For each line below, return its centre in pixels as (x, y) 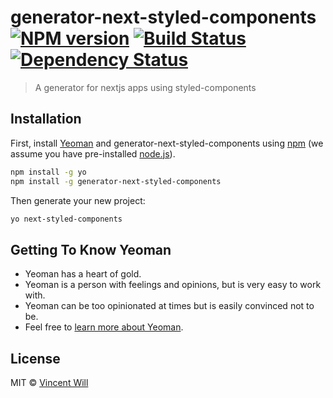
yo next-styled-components (66, 219)
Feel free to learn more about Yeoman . (104, 327)
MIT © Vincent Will (49, 382)
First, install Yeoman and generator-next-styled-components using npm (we (167, 143)
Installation (46, 119)
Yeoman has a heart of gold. (83, 274)
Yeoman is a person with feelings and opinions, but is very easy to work (173, 285)
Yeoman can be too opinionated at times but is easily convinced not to (169, 306)
